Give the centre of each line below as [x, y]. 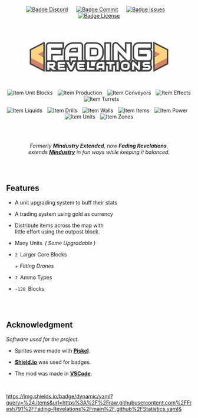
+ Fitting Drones [34, 266]
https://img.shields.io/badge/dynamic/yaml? [60, 396]
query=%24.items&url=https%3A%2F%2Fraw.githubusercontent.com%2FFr [99, 402]
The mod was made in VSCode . [53, 373]
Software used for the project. [43, 339]
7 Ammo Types [33, 277]
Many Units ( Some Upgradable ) [55, 243]
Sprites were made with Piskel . [52, 350]
